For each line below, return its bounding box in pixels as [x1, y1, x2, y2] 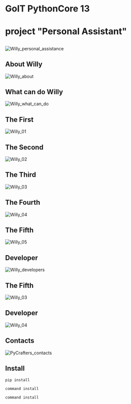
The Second [5, 143, 44, 151]
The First [5, 115, 34, 124]
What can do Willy [5, 88, 63, 96]
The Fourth [5, 198, 41, 207]
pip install [5, 377, 30, 383]
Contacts [5, 337, 35, 345]
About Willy [5, 60, 43, 69]
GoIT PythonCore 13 [5, 3, 90, 14]
